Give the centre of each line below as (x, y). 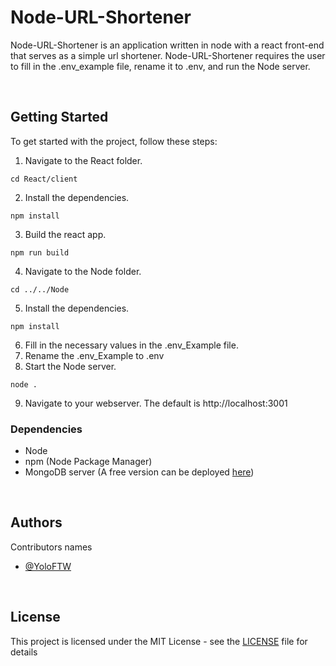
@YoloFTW (48, 566)
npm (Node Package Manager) (88, 462)
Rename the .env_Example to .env (94, 355)
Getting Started (59, 117)
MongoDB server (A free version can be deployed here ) (139, 472)
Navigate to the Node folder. (83, 271)
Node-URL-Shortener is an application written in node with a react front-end (167, 45)
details (24, 652)
